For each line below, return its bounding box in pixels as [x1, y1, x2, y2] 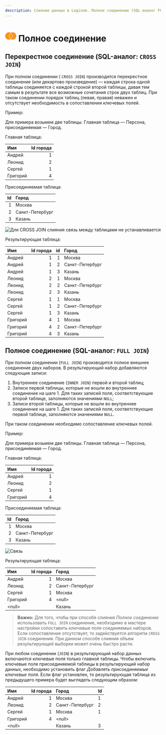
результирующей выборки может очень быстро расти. [17, 641, 134, 647]
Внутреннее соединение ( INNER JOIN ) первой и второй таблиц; [12, 380, 145, 386]
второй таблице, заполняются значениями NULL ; [12, 396, 114, 401]
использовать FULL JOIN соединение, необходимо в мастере [17, 620, 146, 626]
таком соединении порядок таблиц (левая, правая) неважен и [5, 94, 137, 100]
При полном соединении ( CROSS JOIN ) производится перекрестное [5, 73, 147, 79]
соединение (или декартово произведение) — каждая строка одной [5, 78, 150, 84]
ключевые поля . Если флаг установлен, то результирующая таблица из [5, 671, 156, 677]
